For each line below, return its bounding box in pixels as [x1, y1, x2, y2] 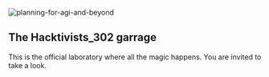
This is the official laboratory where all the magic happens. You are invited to [8, 52, 262, 62]
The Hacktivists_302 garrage [8, 30, 157, 44]
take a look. [8, 60, 47, 70]
